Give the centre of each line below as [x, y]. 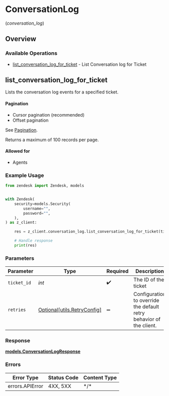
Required [117, 271]
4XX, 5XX [60, 386]
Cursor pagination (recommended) [48, 115]
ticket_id [19, 283]
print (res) [26, 245]
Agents [20, 162]
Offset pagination [30, 120]
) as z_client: [21, 223]
